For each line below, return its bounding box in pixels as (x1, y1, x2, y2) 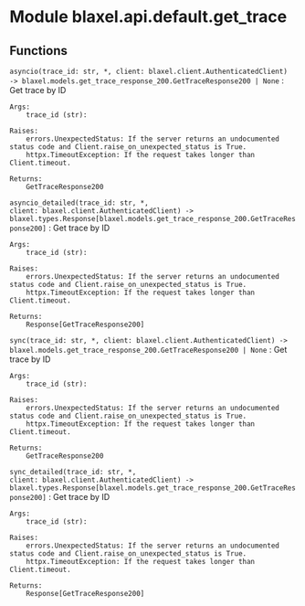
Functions (9, 43, 68, 58)
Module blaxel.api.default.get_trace (9, 6, 288, 27)
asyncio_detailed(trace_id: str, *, (9, 198, 149, 207)
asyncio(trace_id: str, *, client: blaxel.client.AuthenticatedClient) (9, 67, 288, 76)
